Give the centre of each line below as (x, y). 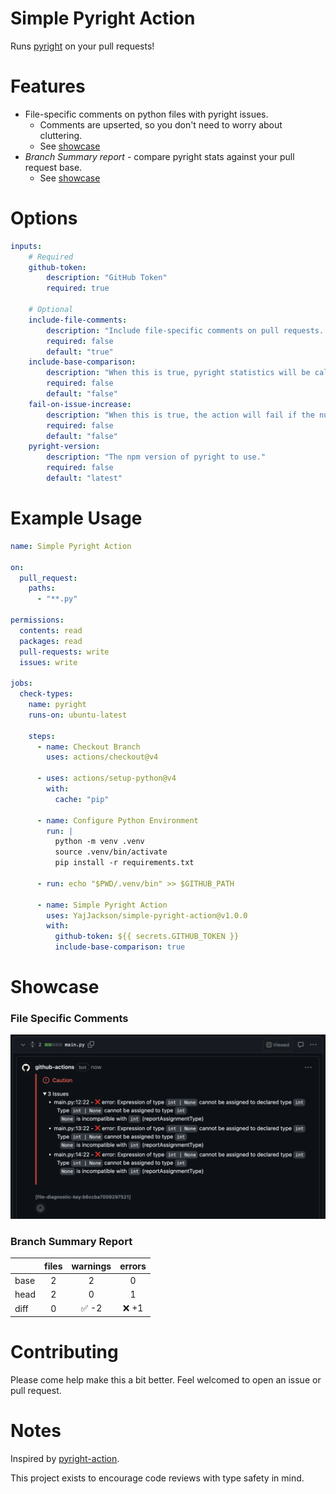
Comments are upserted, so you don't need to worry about (161, 124)
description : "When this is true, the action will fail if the (180, 415)
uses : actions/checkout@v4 (102, 757)
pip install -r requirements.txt (124, 863)
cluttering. (61, 135)
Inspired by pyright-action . (65, 1458)
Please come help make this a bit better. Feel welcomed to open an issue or (166, 1379)
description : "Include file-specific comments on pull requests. (185, 330)
